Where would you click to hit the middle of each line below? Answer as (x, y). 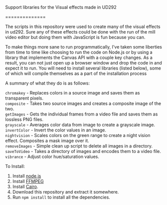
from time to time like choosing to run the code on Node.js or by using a (79, 52)
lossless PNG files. (24, 119)
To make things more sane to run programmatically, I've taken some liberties (83, 47)
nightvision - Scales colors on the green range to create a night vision (78, 135)
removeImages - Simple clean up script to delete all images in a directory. (79, 146)
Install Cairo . (25, 186)
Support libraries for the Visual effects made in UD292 (61, 7)
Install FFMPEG (28, 181)
